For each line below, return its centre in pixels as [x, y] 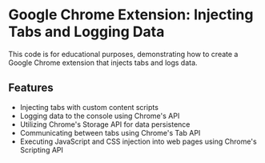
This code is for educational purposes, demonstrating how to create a [123, 54]
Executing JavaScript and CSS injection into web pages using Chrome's [139, 141]
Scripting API [42, 149]
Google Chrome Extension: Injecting [131, 15]
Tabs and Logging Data [86, 32]
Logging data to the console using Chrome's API [100, 116]
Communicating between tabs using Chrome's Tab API [110, 132]
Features [31, 88]
